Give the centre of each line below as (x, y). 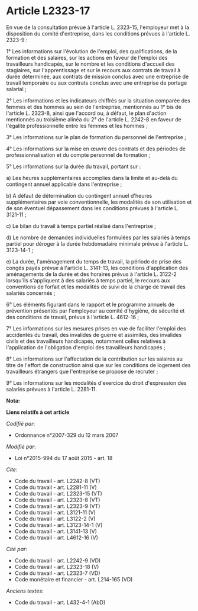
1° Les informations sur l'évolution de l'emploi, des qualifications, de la (92, 51)
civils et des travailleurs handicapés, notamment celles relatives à (86, 341)
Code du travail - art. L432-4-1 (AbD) (60, 602)
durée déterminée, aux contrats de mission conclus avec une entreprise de (98, 76)
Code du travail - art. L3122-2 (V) (55, 519)
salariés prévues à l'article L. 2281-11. (52, 389)
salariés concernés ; (31, 293)
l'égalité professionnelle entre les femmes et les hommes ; (77, 126)
